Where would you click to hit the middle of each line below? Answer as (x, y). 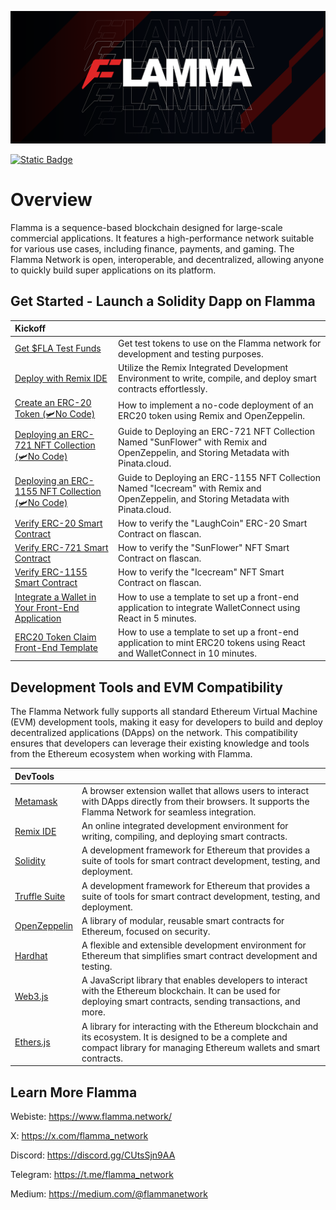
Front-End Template (56, 648)
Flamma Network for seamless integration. (169, 812)
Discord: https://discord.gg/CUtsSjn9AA (93, 1155)
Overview (51, 200)
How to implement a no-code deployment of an (216, 405)
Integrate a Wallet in (55, 597)
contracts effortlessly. (163, 388)
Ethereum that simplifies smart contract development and (199, 956)
